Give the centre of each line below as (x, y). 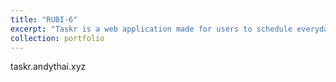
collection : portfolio (57, 38)
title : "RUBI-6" (44, 19)
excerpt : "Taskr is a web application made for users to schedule (151, 29)
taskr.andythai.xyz (48, 67)
